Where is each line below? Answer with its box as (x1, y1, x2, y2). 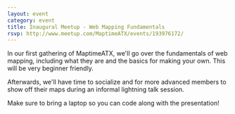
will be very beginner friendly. (7, 64, 94, 72)
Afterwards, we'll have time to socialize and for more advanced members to (7, 78, 227, 87)
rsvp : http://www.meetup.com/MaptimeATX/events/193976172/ (7, 30, 184, 37)
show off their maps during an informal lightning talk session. (7, 85, 184, 94)
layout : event (7, 10, 49, 18)
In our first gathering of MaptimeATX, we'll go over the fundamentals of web (7, 49, 228, 58)
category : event (7, 17, 55, 24)
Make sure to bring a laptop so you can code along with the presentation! (7, 99, 220, 108)
